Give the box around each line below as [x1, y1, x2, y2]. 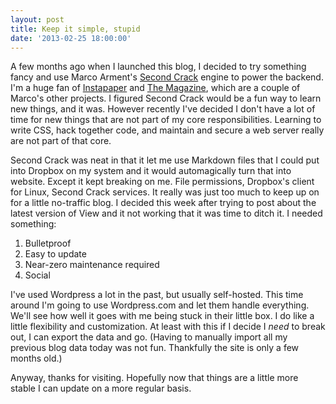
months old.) [10, 352, 63, 365]
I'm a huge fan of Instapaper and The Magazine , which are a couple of [10, 82, 301, 94]
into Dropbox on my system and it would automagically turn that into [10, 165, 292, 177]
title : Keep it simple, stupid [10, 24, 141, 34]
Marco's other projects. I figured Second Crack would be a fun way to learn [10, 92, 322, 105]
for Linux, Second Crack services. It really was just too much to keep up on [10, 186, 320, 198]
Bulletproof [24, 237, 72, 250]
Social [24, 269, 51, 281]
